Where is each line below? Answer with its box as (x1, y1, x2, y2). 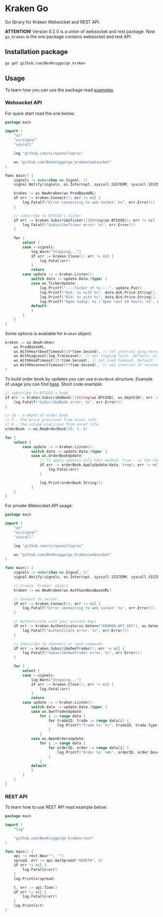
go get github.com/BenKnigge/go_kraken (5, 60, 86, 66)
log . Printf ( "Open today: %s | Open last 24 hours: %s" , (39, 299, 155, 304)
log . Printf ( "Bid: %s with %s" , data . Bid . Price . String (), (39, 294, 158, 300)
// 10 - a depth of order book (5, 413, 68, 418)
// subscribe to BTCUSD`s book (5, 390, 68, 395)
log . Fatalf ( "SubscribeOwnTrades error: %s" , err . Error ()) (22, 650, 142, 655)
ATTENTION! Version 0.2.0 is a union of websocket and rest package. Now (5, 28, 155, 34)
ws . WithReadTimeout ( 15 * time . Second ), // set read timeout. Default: (14, 358, 155, 363)
